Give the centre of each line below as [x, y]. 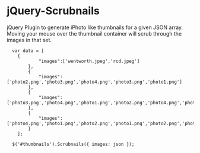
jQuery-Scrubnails [53, 11]
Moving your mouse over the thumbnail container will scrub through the [94, 33]
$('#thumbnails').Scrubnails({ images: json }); [73, 144]
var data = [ [28, 51]
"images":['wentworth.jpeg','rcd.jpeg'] [89, 61]
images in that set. [29, 40]
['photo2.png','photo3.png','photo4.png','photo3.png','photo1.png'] [95, 82]
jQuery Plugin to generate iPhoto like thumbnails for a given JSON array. [95, 27]
